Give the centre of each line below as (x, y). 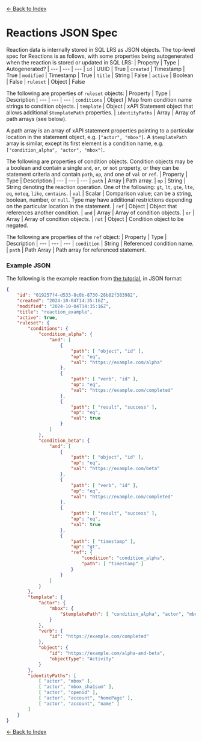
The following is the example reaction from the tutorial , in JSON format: (94, 279)
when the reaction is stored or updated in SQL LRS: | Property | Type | (93, 62)
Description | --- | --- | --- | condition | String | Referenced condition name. (100, 243)
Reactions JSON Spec (62, 33)
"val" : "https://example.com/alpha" (117, 362)
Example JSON (29, 265)
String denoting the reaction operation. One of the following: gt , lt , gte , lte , (100, 187)
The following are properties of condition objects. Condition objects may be (100, 161)
